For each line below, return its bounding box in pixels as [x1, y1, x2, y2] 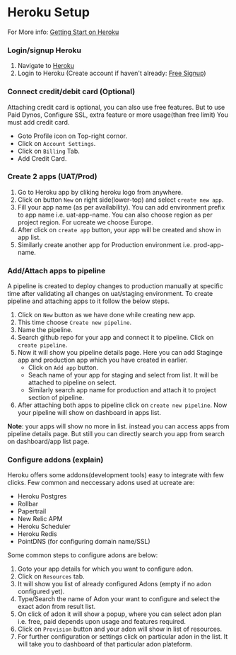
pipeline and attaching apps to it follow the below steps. [7, 297, 170, 305]
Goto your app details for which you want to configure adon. [17, 564, 194, 574]
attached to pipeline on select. [28, 378, 117, 387]
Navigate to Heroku [17, 62, 74, 70]
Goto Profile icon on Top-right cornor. [17, 132, 127, 140]
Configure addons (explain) [7, 455, 104, 465]
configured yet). [17, 587, 65, 596]
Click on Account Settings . [17, 139, 96, 147]
